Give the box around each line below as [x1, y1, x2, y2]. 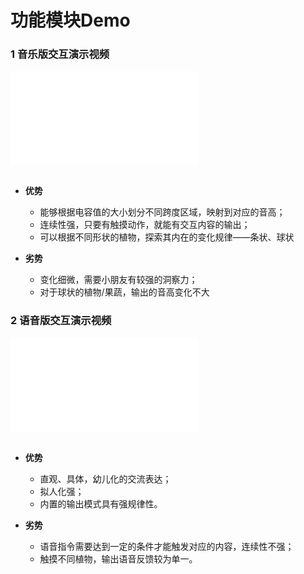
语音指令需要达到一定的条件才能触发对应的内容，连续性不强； [39, 540, 295, 552]
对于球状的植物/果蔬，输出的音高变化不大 [39, 286, 210, 298]
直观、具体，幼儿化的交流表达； [39, 472, 172, 485]
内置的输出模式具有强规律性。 [39, 497, 163, 510]
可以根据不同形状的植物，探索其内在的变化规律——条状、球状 [39, 231, 295, 243]
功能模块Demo [10, 9, 131, 32]
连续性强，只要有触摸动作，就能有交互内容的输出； [39, 219, 251, 231]
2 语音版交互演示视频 [10, 314, 112, 328]
